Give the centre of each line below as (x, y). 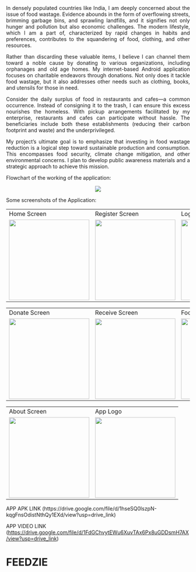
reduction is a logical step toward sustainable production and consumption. (98, 148)
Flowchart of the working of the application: (59, 178)
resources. (19, 45)
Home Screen (28, 214)
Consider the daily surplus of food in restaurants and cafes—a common (98, 99)
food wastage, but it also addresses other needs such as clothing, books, (98, 81)
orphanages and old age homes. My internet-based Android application (98, 69)
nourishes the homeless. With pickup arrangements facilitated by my (98, 112)
